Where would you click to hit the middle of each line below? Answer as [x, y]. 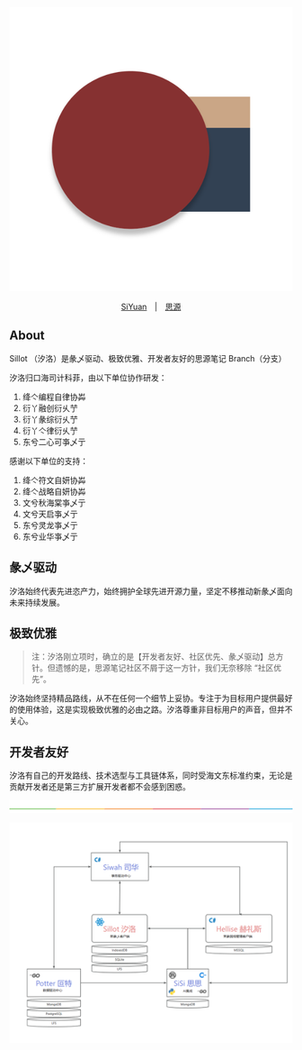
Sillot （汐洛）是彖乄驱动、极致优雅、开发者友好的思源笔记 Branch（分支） [148, 358]
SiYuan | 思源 [151, 306]
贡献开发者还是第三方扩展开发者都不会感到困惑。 [100, 787]
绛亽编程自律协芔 [54, 397]
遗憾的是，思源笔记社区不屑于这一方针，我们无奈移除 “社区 [164, 668]
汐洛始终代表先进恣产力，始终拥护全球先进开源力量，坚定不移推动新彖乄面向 [151, 591]
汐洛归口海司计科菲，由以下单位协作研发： [88, 378]
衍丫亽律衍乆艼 [50, 430]
